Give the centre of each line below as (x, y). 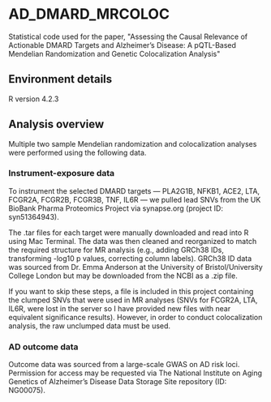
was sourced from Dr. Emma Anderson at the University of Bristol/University (135, 267)
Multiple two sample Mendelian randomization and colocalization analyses (133, 143)
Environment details (60, 79)
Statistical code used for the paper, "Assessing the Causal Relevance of (128, 36)
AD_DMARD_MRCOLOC (89, 14)
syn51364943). (34, 216)
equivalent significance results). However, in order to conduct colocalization (135, 317)
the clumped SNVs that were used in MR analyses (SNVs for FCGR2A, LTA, (133, 300)
